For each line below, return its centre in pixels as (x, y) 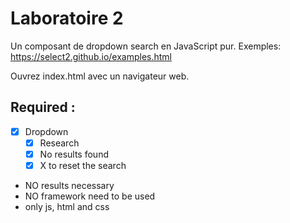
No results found (74, 154)
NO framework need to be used (90, 196)
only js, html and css (67, 206)
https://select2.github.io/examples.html (91, 56)
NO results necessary (69, 185)
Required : (43, 107)
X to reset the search (83, 165)
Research (59, 143)
